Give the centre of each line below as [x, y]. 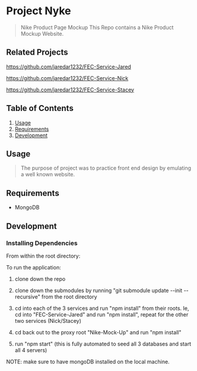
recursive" [27, 297]
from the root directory [69, 297]
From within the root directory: [43, 256]
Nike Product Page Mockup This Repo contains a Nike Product [97, 27]
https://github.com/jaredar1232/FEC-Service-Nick [67, 78]
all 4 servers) [31, 350]
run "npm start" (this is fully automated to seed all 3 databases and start [103, 344]
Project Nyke [39, 11]
